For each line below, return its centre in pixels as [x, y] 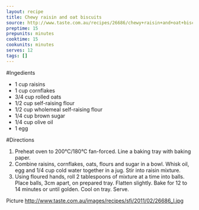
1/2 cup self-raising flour [45, 103]
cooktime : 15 [22, 39]
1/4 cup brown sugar [40, 116]
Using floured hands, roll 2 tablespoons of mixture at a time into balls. [99, 176]
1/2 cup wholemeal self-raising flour [59, 109]
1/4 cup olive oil [34, 122]
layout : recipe [25, 12]
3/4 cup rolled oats [38, 97]
